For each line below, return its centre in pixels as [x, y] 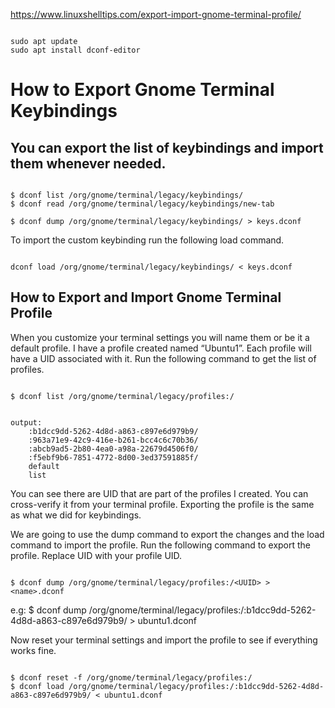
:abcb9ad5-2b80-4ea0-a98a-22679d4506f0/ [113, 449]
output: [26, 422]
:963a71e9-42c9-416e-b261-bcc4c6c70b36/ [113, 440]
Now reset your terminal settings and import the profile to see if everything [164, 640]
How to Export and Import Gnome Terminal [146, 297]
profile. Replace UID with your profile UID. [96, 555]
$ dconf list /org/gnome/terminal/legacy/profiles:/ [122, 396]
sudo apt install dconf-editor [75, 50]
